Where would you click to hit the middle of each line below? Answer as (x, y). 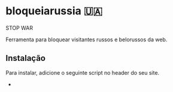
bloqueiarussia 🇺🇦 (54, 11)
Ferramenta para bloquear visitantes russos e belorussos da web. (86, 39)
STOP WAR (19, 27)
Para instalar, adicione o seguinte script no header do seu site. (83, 72)
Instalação (26, 58)
